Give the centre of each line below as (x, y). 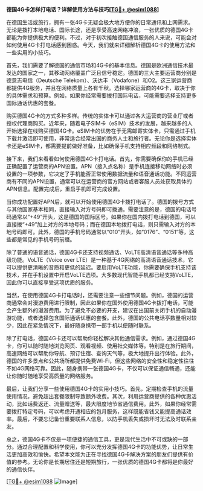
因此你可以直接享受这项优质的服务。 (51, 282)
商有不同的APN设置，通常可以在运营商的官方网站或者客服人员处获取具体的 (99, 181)
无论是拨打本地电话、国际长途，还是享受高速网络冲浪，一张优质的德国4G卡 (100, 30)
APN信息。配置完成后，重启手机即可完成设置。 (65, 189)
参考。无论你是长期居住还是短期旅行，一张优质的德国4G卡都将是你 (100, 462)
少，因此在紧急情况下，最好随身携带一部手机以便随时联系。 (80, 325)
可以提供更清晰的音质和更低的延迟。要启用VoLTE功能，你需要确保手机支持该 (101, 267)
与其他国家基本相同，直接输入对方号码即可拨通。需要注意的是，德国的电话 (99, 209)
